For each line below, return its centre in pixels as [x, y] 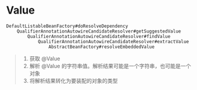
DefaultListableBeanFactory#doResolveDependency [67, 26]
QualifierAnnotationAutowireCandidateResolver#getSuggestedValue [99, 31]
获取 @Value [45, 58]
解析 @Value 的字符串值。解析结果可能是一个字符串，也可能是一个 [110, 66]
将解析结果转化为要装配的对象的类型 [74, 81]
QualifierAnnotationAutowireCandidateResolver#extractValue [113, 41]
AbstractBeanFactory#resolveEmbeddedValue [101, 47]
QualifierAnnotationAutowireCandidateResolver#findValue [99, 36]
